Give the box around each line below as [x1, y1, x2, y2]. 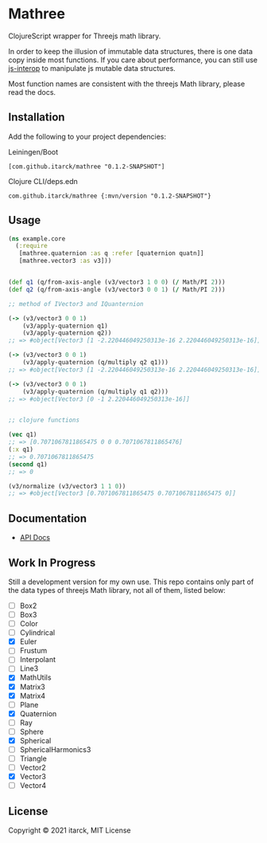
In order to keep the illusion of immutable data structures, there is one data [8, 46, 253, 56]
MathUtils [19, 672, 52, 682]
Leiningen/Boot [8, 147, 58, 156]
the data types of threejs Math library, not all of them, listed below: [8, 585, 226, 594]
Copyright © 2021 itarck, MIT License [8, 825, 131, 835]
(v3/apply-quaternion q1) [22, 322, 109, 330]
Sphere [19, 727, 44, 736]
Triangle [19, 754, 48, 763]
